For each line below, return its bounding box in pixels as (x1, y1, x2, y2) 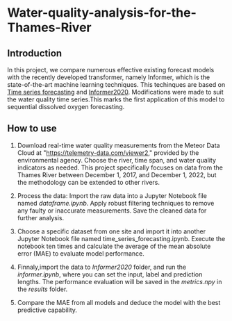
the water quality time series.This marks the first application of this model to (7, 95, 225, 104)
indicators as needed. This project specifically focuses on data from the (17, 163, 224, 172)
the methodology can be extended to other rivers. (17, 178, 160, 186)
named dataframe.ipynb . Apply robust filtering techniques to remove (17, 199, 215, 207)
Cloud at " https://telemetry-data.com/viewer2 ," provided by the (17, 148, 199, 157)
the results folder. (17, 285, 68, 293)
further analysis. (17, 213, 65, 222)
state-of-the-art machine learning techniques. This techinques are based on (7, 81, 226, 88)
